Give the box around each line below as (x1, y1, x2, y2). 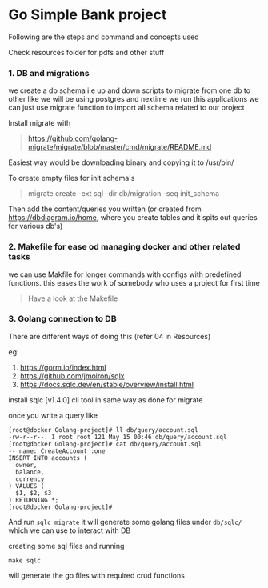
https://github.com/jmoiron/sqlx (19, 370, 125, 381)
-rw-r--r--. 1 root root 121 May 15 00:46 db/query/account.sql (8, 433, 227, 441)
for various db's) (8, 222, 63, 231)
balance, (15, 468, 45, 476)
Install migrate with (8, 118, 71, 128)
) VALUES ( (8, 482, 45, 490)
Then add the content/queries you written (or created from (8, 204, 202, 214)
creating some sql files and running (8, 541, 125, 550)
